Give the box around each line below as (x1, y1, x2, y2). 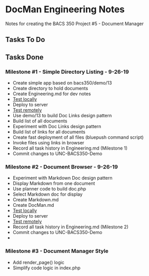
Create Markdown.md (12, 197, 59, 203)
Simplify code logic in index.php (12, 265, 81, 271)
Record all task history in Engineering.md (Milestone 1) (12, 145, 128, 152)
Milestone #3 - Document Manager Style (5, 247, 109, 254)
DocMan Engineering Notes (5, 4, 125, 15)
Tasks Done (5, 53, 44, 61)
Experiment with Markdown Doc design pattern (12, 175, 113, 181)
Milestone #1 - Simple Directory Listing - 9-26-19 (5, 68, 129, 75)
